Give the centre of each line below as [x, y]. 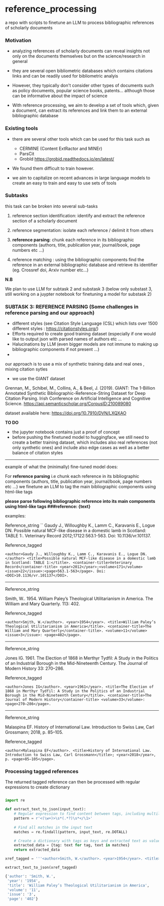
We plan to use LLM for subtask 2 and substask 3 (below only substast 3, [79, 288]
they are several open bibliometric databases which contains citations [82, 71]
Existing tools [21, 128]
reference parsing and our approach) [50, 312]
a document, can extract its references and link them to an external [80, 110]
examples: [15, 516]
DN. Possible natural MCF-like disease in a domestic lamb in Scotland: [76, 531]
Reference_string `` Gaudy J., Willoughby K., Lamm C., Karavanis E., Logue [80, 525]
